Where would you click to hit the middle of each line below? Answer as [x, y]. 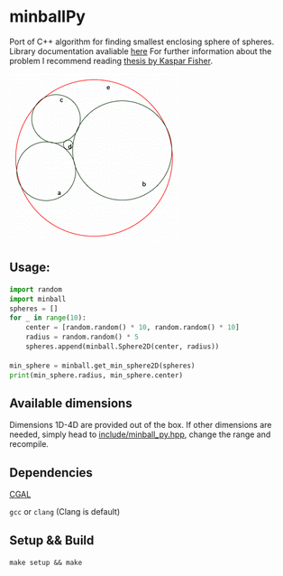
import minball [38, 299]
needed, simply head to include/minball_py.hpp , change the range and [140, 434]
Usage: [30, 268]
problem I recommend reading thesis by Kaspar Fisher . [111, 60]
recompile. [29, 444]
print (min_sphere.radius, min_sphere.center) [96, 375]
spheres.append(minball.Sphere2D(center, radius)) [123, 347]
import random [36, 289]
